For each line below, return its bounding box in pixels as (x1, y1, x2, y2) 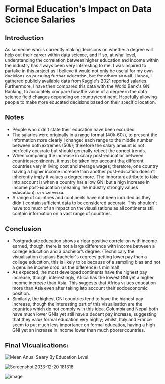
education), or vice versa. (12, 189, 65, 195)
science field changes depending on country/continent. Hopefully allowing (5, 94, 157, 100)
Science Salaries (5, 14, 76, 25)
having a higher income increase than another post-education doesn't (12, 168, 155, 174)
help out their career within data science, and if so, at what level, (5, 52, 137, 58)
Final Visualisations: (5, 342, 69, 350)
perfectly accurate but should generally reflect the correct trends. (12, 147, 147, 154)
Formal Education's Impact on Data (5, 3, 152, 15)
